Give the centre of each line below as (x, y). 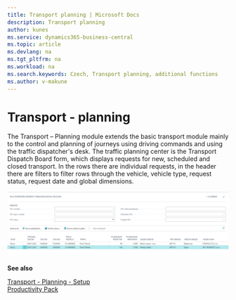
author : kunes (28, 30)
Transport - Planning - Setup (49, 282)
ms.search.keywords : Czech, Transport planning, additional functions (113, 74)
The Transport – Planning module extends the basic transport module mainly (118, 136)
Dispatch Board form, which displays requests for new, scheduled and (109, 159)
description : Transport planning (56, 22)
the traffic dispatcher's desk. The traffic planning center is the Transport (112, 152)
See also (20, 268)
